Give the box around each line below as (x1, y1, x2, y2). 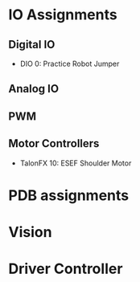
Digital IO (8, 38, 56, 51)
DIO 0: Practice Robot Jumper (19, 59, 120, 68)
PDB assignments (8, 186, 130, 204)
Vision (8, 223, 52, 241)
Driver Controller (8, 260, 123, 278)
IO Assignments (8, 6, 118, 24)
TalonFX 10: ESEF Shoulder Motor (19, 158, 132, 168)
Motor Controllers (8, 137, 100, 150)
